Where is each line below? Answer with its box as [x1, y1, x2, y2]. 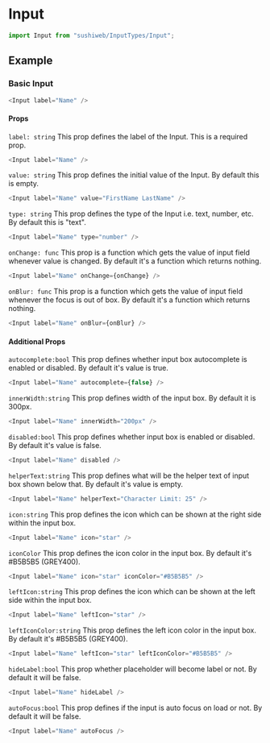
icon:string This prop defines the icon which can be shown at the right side [8, 509, 262, 519]
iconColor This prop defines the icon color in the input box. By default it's [8, 548, 252, 558]
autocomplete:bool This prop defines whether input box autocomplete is [8, 355, 247, 364]
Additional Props [8, 336, 66, 347]
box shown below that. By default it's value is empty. [8, 479, 184, 488]
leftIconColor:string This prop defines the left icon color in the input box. [8, 625, 256, 635]
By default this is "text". [8, 218, 86, 227]
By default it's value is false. [8, 440, 102, 450]
